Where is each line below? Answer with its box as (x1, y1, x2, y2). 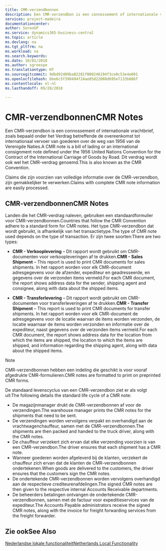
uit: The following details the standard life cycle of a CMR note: (5, 393, 132, 399)
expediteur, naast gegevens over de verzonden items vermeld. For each (12, 327, 158, 333)
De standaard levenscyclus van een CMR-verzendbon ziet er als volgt (5, 387, 147, 393)
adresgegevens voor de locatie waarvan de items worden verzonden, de (12, 316, 160, 322)
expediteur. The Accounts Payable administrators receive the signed (12, 502, 150, 508)
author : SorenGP (5, 26, 39, 31)
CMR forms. (5, 378, 30, 384)
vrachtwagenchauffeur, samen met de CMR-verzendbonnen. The (12, 423, 144, 429)
